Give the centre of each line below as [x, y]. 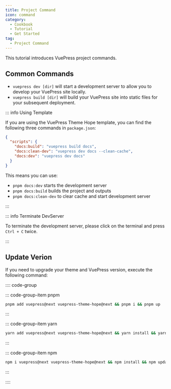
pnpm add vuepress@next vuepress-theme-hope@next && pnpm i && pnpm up [83, 304]
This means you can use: [32, 175]
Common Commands [39, 74]
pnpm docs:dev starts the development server [60, 185]
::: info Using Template [29, 112]
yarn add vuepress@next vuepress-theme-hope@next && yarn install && [81, 333]
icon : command [20, 15]
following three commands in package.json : [51, 128]
